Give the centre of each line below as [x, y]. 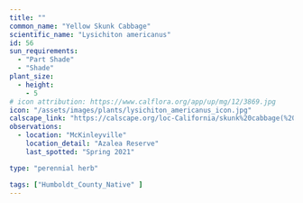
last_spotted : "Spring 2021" [80, 152]
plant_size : [32, 77]
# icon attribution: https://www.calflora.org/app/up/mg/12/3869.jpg [143, 101]
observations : [36, 127]
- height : [36, 85]
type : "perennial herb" [54, 168]
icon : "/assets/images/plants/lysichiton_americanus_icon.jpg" [131, 110]
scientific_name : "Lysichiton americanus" [90, 34]
